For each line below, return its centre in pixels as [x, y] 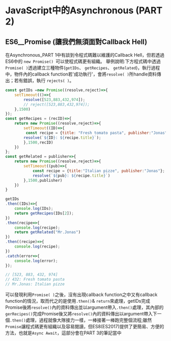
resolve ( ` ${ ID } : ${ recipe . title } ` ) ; [62, 138]
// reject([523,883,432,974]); [57, 104]
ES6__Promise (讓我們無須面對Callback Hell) [76, 42]
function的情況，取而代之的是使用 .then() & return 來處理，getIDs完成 [78, 301]
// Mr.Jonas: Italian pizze [35, 284]
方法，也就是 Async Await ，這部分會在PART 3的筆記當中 [63, 333]
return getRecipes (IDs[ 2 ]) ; [44, 213]
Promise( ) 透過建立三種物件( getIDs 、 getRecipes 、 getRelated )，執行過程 [83, 68]
